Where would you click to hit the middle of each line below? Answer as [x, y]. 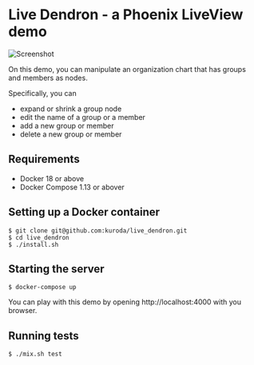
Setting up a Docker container [84, 212]
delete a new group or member [71, 134]
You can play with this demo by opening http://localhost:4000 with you [125, 302]
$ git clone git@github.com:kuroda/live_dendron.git [98, 230]
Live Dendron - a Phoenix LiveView [126, 15]
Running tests [44, 336]
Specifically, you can [43, 93]
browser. [23, 311]
